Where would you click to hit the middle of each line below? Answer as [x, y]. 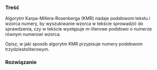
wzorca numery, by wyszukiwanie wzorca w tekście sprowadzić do [74, 23]
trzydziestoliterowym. [27, 49]
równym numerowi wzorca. [33, 34]
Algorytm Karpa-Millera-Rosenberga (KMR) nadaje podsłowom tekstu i [78, 18]
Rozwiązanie [21, 62]
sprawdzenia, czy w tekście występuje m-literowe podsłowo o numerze [78, 29]
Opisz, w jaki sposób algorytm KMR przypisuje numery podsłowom [74, 44]
